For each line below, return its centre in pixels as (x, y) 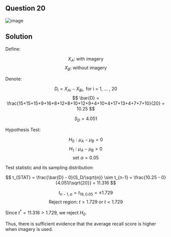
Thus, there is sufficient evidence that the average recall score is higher (81, 224)
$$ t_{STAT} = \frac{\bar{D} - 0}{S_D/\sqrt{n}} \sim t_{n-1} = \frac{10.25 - (83, 177)
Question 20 (26, 8)
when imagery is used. (29, 229)
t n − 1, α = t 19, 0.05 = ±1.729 (86, 194)
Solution (19, 37)
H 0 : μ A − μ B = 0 (86, 140)
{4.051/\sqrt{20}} (74, 183)
